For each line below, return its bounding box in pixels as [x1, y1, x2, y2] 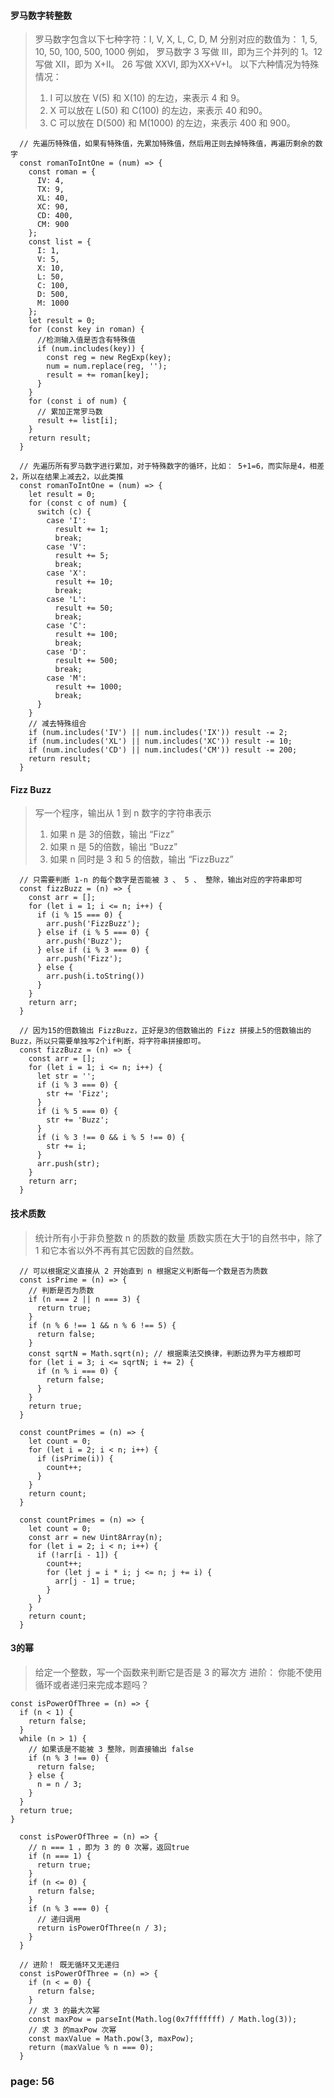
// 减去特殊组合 [28, 719, 87, 729]
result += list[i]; [36, 416, 118, 426]
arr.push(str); [36, 1159, 101, 1169]
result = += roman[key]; [46, 370, 150, 380]
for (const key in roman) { [28, 325, 145, 335]
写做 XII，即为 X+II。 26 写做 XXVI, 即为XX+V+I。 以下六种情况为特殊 [34, 58, 320, 70]
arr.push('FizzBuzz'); [46, 919, 141, 929]
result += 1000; [54, 682, 123, 692]
